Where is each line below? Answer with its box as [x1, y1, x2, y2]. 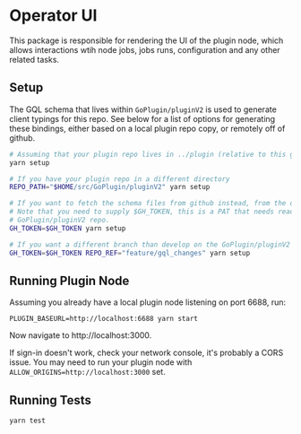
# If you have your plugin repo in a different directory [9, 174, 230, 184]
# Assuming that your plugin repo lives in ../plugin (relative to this [9, 150, 287, 159]
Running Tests [9, 392, 91, 408]
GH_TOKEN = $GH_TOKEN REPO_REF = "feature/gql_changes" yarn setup [9, 248, 251, 257]
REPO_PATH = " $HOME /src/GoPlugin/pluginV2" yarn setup [9, 183, 211, 192]
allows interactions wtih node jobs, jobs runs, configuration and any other [9, 44, 280, 55]
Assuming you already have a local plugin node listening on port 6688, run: [9, 297, 287, 308]
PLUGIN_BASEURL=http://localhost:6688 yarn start [9, 315, 199, 324]
